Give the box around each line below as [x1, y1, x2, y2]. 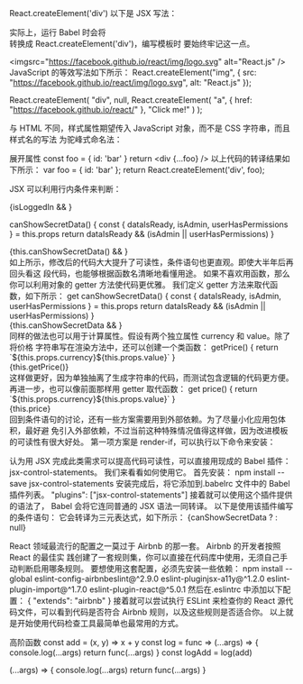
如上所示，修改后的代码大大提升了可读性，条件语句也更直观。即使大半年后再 [9, 257, 294, 268]
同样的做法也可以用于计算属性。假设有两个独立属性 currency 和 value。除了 [9, 331, 291, 341]
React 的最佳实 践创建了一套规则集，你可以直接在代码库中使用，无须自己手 [9, 552, 289, 562]
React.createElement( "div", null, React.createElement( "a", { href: [9, 95, 252, 105]
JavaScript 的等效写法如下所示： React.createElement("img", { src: [9, 67, 257, 78]
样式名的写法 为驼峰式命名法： [9, 134, 123, 144]
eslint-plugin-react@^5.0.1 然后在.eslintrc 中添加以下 [88, 584, 283, 595]
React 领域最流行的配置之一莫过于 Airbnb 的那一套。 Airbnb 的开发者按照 [9, 541, 281, 552]
